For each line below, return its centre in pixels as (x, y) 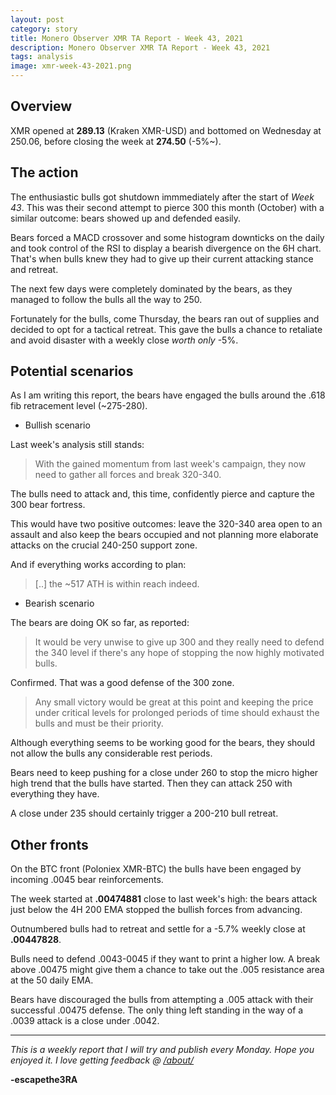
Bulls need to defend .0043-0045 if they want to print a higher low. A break (165, 959)
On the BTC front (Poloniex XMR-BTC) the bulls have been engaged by (156, 869)
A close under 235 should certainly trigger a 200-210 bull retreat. (144, 813)
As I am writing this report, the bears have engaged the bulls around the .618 (168, 395)
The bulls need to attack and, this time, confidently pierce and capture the (163, 494)
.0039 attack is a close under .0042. (85, 1021)
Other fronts (49, 844)
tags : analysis (42, 57)
